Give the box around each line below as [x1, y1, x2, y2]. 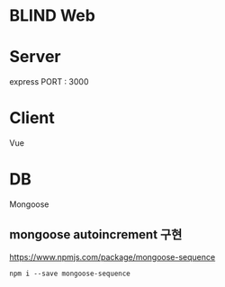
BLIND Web [9, 5, 96, 26]
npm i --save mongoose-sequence [9, 269, 130, 278]
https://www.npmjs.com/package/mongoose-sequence [9, 251, 216, 262]
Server [9, 47, 61, 67]
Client [9, 108, 56, 129]
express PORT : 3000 [9, 76, 89, 87]
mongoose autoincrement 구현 [9, 227, 183, 243]
